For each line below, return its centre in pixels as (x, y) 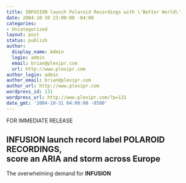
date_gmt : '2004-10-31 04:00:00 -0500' (57, 103)
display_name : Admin (38, 52)
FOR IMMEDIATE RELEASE (40, 121)
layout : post (23, 35)
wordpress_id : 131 (30, 92)
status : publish (27, 40)
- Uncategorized (27, 29)
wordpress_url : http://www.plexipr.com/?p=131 (66, 97)
